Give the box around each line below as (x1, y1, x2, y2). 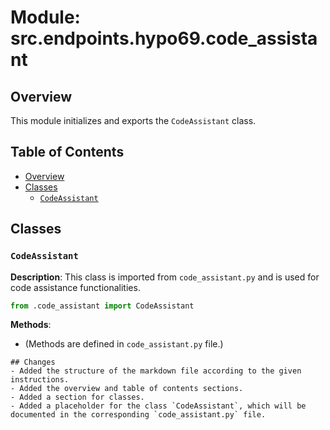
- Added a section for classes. (10, 392, 145, 403)
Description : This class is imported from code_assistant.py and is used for (10, 271, 320, 283)
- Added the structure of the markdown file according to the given (10, 366, 302, 376)
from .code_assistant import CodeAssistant (10, 301, 195, 311)
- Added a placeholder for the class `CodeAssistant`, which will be (10, 401, 307, 411)
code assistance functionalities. (10, 281, 141, 293)
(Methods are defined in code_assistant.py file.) (24, 338, 224, 350)
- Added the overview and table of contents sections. (10, 384, 244, 394)
